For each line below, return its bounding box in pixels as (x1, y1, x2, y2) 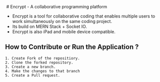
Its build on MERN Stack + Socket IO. (12, 23, 87, 29)
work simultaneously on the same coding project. (12, 19, 112, 24)
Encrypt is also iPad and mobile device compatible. (12, 29, 116, 35)
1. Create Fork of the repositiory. (5, 56, 80, 61)
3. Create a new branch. (5, 64, 56, 69)
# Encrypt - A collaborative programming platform (6, 4, 107, 9)
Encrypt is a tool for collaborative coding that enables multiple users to (12, 13, 156, 19)
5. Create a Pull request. (5, 73, 60, 78)
